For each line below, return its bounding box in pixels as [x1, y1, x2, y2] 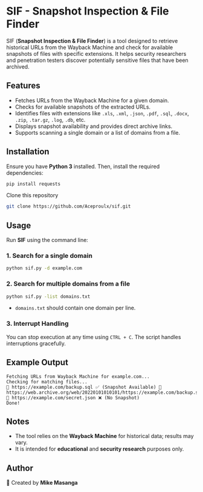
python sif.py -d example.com [6, 265, 83, 271]
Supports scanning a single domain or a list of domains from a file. [14, 129, 181, 136]
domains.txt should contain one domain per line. [14, 305, 136, 312]
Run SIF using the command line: [6, 237, 89, 244]
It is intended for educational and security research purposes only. [14, 445, 184, 453]
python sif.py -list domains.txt [6, 293, 91, 300]
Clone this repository [6, 192, 59, 199]
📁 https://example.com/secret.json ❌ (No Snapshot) [6, 394, 140, 401]
